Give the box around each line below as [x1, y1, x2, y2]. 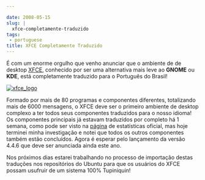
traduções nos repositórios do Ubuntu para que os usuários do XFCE [6, 160, 181, 167]
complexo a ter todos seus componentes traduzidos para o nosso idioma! [6, 110, 192, 116]
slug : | [6, 20, 26, 26]
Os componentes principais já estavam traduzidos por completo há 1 [6, 116, 179, 123]
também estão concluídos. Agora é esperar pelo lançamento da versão [6, 135, 185, 143]
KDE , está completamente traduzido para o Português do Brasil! [6, 73, 168, 80]
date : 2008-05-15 [6, 14, 51, 20]
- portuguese [9, 37, 43, 43]
